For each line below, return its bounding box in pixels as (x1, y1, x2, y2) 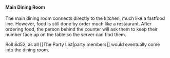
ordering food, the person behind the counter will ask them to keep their (5, 26, 158, 33)
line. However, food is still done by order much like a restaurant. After (5, 21, 152, 27)
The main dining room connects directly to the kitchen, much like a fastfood (5, 15, 165, 21)
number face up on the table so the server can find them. (5, 32, 127, 38)
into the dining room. (5, 47, 49, 53)
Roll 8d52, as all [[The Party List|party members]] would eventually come (5, 41, 160, 48)
